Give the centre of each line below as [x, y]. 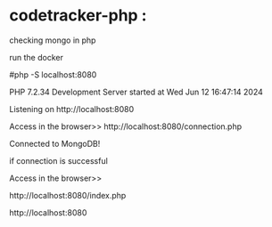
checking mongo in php [53, 40]
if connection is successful [59, 160]
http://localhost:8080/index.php [68, 195]
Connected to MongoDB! [55, 143]
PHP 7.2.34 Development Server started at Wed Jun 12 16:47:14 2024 [136, 92]
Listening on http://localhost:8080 [72, 109]
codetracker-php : [78, 16]
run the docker [37, 57]
